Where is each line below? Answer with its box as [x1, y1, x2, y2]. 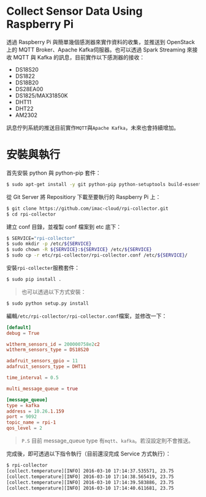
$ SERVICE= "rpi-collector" [6, 235, 75, 241]
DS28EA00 [15, 85, 44, 92]
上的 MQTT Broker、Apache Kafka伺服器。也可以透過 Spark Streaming [6, 46, 186, 53]
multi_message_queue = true [6, 386, 78, 392]
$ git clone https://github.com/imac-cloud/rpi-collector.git [6, 205, 169, 212]
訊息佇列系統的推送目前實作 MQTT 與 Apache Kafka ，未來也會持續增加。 [6, 124, 180, 131]
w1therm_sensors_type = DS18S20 [6, 347, 89, 353]
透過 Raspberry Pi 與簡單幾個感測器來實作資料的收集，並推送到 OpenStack [6, 38, 195, 45]
